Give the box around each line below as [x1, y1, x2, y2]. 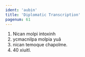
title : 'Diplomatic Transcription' [5, 12, 81, 17]
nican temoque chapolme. [12, 42, 68, 48]
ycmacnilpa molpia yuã [12, 36, 61, 42]
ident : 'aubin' [5, 7, 38, 13]
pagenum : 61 [5, 17, 31, 22]
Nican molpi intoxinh [12, 31, 56, 37]
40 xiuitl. [12, 47, 32, 53]
